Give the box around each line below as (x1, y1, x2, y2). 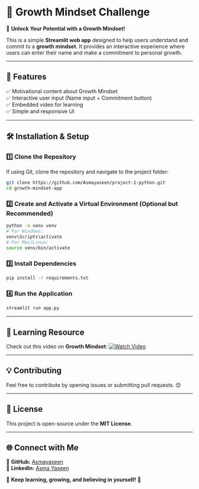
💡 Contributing (6, 366, 62, 376)
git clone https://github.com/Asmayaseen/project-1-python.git (6, 180, 166, 186)
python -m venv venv (6, 223, 57, 229)
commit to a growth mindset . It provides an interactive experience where (6, 43, 185, 50)
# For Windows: (6, 228, 44, 234)
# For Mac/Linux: (6, 240, 49, 246)
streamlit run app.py (6, 305, 60, 311)
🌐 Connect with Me (6, 443, 79, 453)
